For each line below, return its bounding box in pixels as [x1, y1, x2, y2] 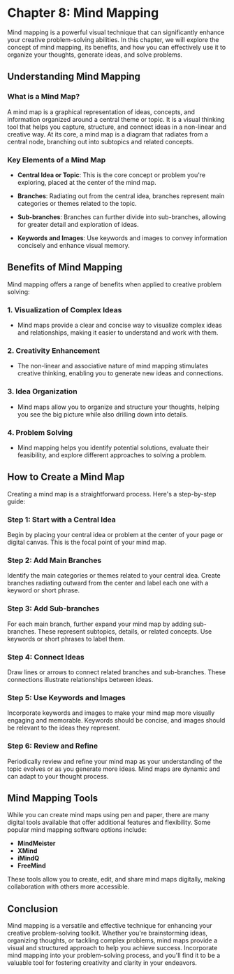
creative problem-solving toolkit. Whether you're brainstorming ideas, [7, 929, 208, 938]
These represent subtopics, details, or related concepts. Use [37, 627, 212, 635]
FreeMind [17, 861, 47, 870]
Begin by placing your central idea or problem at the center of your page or [7, 531, 224, 539]
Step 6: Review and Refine [7, 741, 98, 751]
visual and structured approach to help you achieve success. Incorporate [7, 944, 218, 952]
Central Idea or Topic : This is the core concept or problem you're [17, 170, 206, 179]
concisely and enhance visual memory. [17, 241, 131, 249]
